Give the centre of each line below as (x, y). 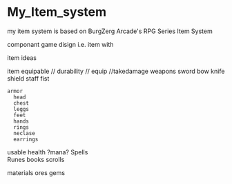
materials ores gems (36, 172)
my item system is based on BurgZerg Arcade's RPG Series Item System (110, 31)
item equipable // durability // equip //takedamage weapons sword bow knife (116, 71)
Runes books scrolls (36, 159)
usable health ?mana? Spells (48, 152)
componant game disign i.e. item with (60, 44)
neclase (25, 133)
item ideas (22, 58)
